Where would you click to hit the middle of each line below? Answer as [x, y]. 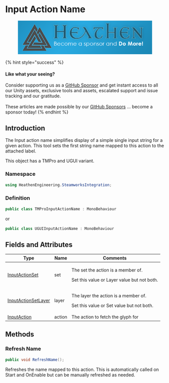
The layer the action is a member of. [109, 295]
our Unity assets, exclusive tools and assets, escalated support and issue [82, 91]
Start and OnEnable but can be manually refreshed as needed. [70, 375]
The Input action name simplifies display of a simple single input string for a [84, 140]
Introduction [25, 128]
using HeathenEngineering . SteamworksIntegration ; [59, 185]
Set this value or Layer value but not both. [115, 280]
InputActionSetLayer [29, 300]
